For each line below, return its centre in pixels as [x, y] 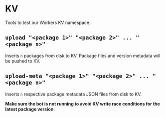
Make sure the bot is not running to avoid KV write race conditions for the [83, 103]
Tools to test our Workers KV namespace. [48, 22]
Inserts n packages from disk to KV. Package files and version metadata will [83, 55]
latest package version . [30, 109]
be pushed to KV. [23, 61]
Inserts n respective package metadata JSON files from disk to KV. [74, 94]
